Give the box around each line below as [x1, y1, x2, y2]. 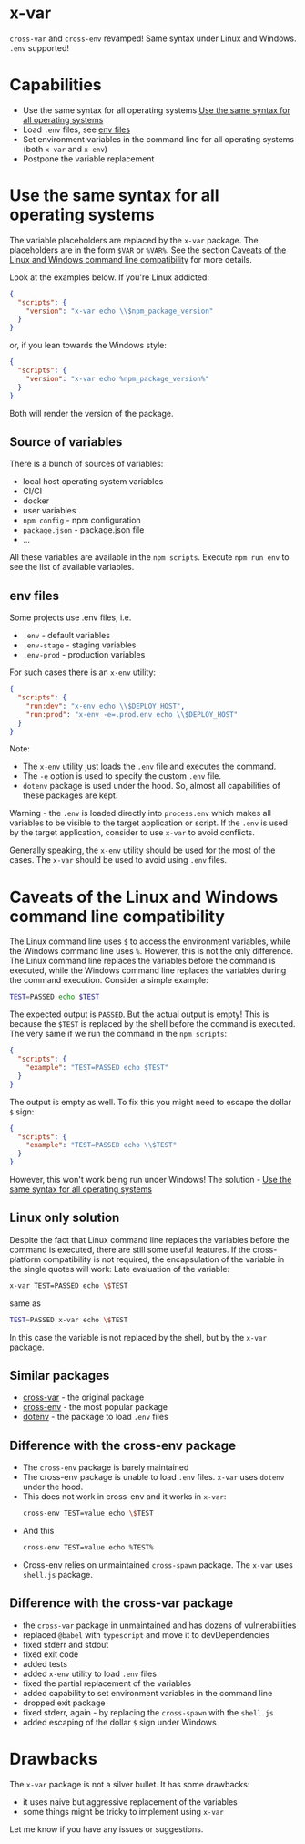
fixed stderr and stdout [22, 1639, 109, 1650]
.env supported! [9, 42, 70, 53]
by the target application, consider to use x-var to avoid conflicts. [9, 827, 255, 838]
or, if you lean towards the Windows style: [9, 340, 167, 351]
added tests [22, 1658, 68, 1669]
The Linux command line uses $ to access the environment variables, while [9, 936, 291, 947]
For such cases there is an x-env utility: [9, 667, 157, 678]
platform [9, 1253, 41, 1265]
